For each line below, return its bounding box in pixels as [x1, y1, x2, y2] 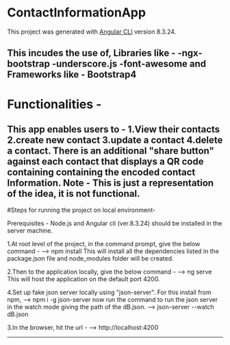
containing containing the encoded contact [7, 166, 196, 178]
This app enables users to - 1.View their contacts [7, 123, 220, 135]
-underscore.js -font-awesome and [51, 58, 207, 70]
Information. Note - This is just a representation [7, 177, 214, 189]
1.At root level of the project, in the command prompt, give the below [7, 240, 201, 248]
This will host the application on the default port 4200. [7, 275, 160, 283]
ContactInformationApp [7, 5, 146, 21]
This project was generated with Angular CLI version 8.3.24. [7, 27, 177, 36]
